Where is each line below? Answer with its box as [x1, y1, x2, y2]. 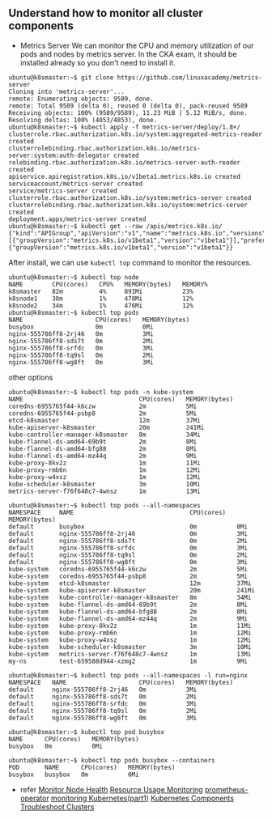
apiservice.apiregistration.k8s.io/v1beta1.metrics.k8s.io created [8, 172, 241, 180]
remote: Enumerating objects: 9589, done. [8, 95, 154, 103]
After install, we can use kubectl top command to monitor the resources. [8, 257, 252, 267]
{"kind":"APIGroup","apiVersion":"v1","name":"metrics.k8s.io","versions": [8, 229, 270, 237]
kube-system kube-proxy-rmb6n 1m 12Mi [8, 629, 252, 637]
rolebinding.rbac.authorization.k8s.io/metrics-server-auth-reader [8, 158, 241, 167]
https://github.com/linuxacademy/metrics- [117, 73, 263, 82]
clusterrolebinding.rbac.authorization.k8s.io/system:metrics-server [8, 201, 249, 209]
